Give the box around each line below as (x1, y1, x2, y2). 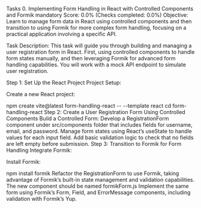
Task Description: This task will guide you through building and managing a (6, 42, 192, 49)
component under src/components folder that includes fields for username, (6, 121, 193, 128)
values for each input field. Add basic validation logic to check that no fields (6, 134, 194, 141)
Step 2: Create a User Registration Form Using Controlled (44, 109, 186, 115)
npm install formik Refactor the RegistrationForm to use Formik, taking (6, 170, 179, 177)
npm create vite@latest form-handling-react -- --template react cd (6, 102, 172, 109)
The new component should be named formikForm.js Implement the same (6, 182, 189, 189)
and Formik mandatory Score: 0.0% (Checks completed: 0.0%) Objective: (6, 11, 188, 19)
